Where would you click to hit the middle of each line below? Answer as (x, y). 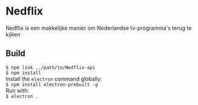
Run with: (18, 90)
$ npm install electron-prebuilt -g (52, 84)
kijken (13, 34)
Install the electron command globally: (54, 79)
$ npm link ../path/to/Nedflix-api (51, 67)
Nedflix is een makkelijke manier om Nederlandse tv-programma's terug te (99, 28)
